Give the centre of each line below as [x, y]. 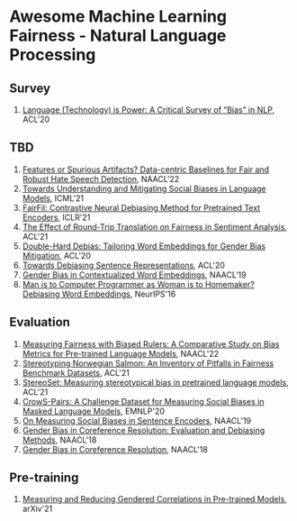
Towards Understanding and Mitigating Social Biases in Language [144, 188]
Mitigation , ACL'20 [57, 255]
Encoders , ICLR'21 [56, 217]
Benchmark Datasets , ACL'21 [76, 372]
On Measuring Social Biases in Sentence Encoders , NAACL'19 [137, 420]
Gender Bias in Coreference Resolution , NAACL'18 [115, 449]
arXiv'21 [37, 509]
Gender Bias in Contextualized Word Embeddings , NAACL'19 [134, 274]
